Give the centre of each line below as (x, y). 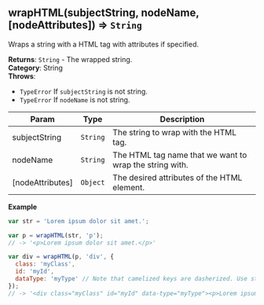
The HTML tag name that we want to (180, 155)
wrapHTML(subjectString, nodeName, (104, 13)
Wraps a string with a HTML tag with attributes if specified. (103, 44)
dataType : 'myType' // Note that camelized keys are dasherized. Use (131, 279)
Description (182, 119)
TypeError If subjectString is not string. (83, 91)
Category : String (35, 68)
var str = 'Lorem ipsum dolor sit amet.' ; (79, 221)
